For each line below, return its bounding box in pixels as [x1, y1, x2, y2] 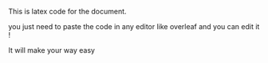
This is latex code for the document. [8, 7, 127, 16]
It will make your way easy [8, 46, 96, 54]
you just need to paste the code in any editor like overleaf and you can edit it [8, 22, 260, 31]
